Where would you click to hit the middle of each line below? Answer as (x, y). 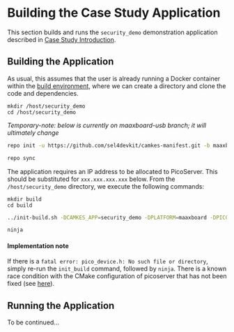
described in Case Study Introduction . (62, 39)
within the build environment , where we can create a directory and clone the (117, 86)
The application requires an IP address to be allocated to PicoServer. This (112, 171)
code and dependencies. (43, 93)
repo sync (22, 158)
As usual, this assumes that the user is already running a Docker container (114, 78)
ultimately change (33, 132)
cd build (20, 205)
